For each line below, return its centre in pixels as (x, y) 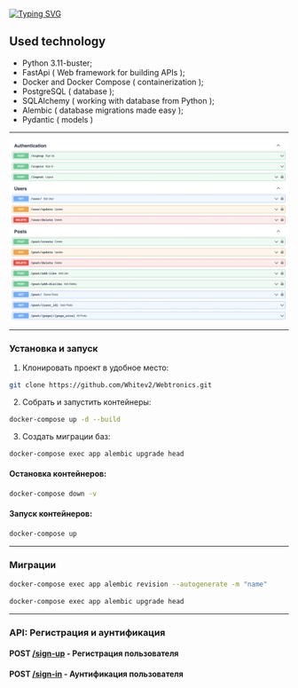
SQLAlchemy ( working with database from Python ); (118, 100)
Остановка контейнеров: (58, 474)
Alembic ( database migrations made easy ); (103, 110)
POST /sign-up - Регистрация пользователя (94, 653)
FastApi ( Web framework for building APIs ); (103, 72)
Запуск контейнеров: (51, 514)
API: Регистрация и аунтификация (87, 632)
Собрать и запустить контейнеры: (86, 402)
